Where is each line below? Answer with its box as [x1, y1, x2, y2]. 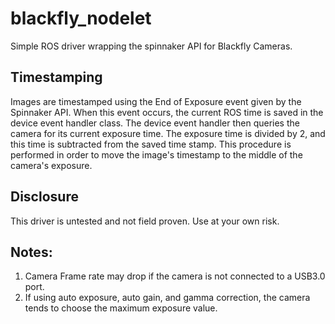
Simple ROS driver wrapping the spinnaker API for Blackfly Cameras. [10, 40, 293, 52]
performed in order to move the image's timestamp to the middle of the [10, 148, 303, 161]
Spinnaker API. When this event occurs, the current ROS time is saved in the [10, 106, 324, 118]
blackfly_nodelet [10, 7, 152, 30]
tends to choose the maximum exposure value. [24, 302, 218, 314]
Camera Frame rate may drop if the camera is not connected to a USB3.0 [24, 270, 326, 282]
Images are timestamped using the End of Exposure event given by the [10, 95, 302, 107]
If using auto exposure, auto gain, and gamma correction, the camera [24, 292, 311, 304]
